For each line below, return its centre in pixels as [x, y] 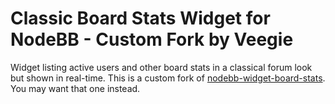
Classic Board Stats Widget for [140, 18]
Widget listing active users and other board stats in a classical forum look [161, 67]
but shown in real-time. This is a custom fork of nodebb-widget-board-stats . [168, 78]
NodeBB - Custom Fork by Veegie [152, 39]
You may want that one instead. [75, 88]
